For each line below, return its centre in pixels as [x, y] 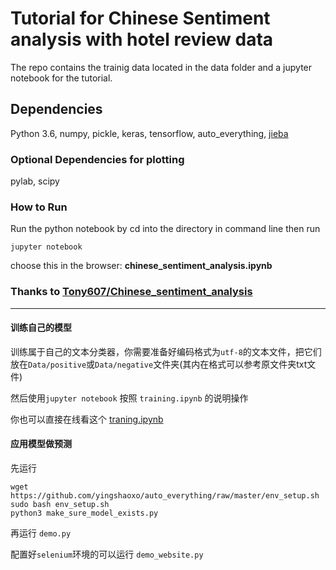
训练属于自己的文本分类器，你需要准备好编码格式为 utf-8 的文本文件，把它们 [166, 351]
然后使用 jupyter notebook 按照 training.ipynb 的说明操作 [129, 398]
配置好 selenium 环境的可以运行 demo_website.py [107, 554]
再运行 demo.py [41, 533]
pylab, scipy [35, 181]
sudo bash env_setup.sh [60, 505]
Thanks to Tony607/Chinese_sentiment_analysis [131, 292]
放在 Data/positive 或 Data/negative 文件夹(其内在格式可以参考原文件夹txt [159, 364]
